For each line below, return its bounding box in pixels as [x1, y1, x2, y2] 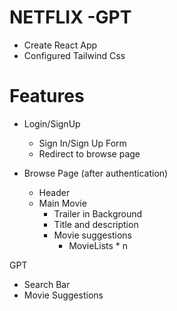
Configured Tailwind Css [23, 49, 126, 61]
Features [9, 85, 85, 108]
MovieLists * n [68, 239, 129, 251]
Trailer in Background [53, 207, 143, 220]
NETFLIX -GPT [9, 6, 132, 29]
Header [38, 186, 71, 198]
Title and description [53, 218, 139, 230]
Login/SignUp [23, 117, 81, 130]
